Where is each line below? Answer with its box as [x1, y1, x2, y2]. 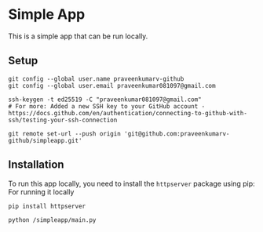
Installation [8, 158, 64, 172]
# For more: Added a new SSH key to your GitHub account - [8, 102, 206, 111]
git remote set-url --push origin [8, 129, 122, 138]
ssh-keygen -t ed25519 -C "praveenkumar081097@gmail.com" [8, 96, 202, 103]
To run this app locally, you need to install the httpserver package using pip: [8, 179, 255, 188]
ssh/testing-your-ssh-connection [8, 116, 118, 124]
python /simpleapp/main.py [8, 216, 97, 224]
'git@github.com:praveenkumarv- [124, 129, 230, 138]
